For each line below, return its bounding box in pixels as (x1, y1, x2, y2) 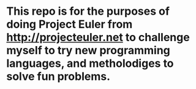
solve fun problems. (6, 69, 111, 83)
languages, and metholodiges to (6, 56, 174, 71)
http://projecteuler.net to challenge (6, 31, 190, 44)
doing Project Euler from (6, 17, 133, 31)
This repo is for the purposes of (6, 4, 170, 18)
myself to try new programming (6, 44, 170, 58)
